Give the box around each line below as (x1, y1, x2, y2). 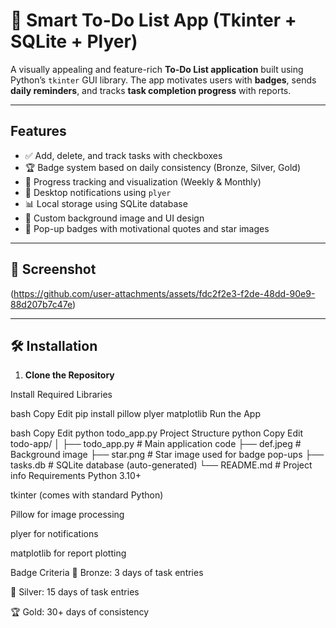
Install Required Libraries (10, 389, 113, 401)
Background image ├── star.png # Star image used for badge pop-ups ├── (10, 449, 325, 461)
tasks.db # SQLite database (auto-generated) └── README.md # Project (10, 459, 313, 471)
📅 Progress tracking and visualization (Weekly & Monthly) (24, 175, 262, 188)
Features (10, 123, 67, 140)
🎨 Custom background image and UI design (24, 212, 205, 224)
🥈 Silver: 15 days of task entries (10, 586, 140, 598)
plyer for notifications (10, 528, 99, 540)
